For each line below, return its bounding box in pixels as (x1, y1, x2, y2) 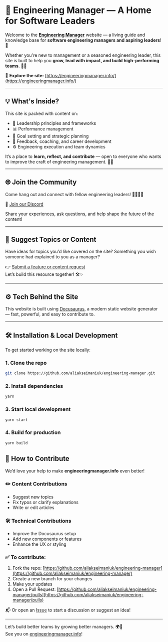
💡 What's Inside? (5, 97, 59, 106)
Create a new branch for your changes (12, 576, 92, 582)
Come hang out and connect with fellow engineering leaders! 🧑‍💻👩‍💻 (5, 191, 144, 197)
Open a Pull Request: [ (12, 586, 59, 592)
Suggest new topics (12, 494, 54, 500)
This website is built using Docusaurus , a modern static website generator (5, 306, 158, 312)
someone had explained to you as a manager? (5, 254, 100, 260)
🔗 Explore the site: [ (5, 72, 47, 78)
